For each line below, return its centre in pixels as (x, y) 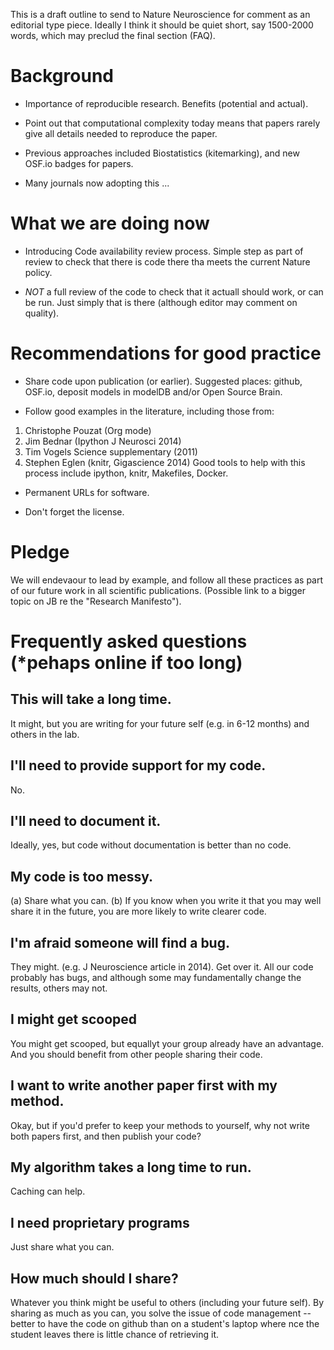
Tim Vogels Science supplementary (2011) (111, 451)
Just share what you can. (62, 1247)
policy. (38, 272)
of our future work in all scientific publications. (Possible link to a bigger (158, 590)
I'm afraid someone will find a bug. (120, 942)
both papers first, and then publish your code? (106, 1136)
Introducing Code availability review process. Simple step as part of (164, 251)
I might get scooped (74, 1019)
